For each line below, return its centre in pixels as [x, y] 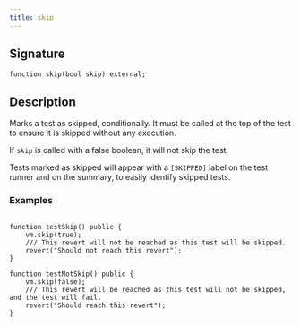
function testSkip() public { [66, 227]
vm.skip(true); [54, 235]
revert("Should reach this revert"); [96, 305]
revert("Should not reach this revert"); [103, 250]
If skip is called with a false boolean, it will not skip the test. [119, 150]
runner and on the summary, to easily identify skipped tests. [120, 177]
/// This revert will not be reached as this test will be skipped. [156, 243]
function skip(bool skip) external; [77, 74]
